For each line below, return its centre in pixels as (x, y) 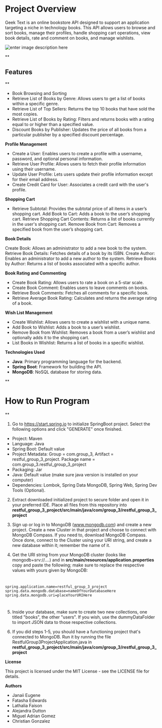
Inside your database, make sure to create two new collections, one (80, 612)
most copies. (25, 114)
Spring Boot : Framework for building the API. (57, 366)
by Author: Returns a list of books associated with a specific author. (73, 263)
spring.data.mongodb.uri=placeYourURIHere (49, 595)
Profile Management (26, 144)
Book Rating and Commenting (36, 273)
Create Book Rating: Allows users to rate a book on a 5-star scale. (78, 282)
